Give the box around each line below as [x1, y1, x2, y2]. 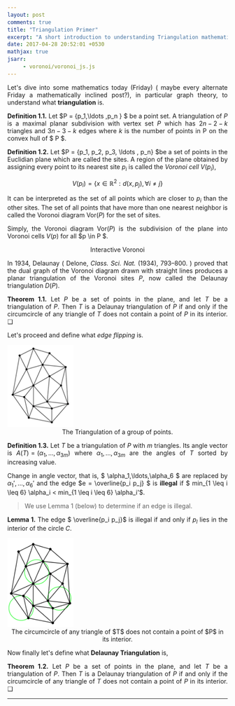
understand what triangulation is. [7, 98, 105, 107]
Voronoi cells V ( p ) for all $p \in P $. [7, 231, 108, 240]
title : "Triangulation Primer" [7, 26, 99, 33]
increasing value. [7, 458, 57, 466]
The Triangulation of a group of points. [62, 428, 173, 436]
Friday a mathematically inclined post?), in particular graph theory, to [7, 90, 228, 99]
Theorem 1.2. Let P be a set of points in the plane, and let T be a [7, 663, 228, 671]
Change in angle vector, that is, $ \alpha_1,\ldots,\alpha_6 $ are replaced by [7, 471, 228, 480]
